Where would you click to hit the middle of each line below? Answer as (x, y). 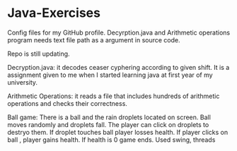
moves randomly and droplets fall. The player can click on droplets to (108, 124)
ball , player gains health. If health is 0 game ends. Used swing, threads (111, 140)
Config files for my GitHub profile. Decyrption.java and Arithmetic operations (119, 32)
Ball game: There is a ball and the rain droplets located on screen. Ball (109, 117)
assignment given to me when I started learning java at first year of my (110, 75)
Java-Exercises (54, 13)
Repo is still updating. (39, 54)
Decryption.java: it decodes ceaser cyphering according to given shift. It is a (118, 67)
